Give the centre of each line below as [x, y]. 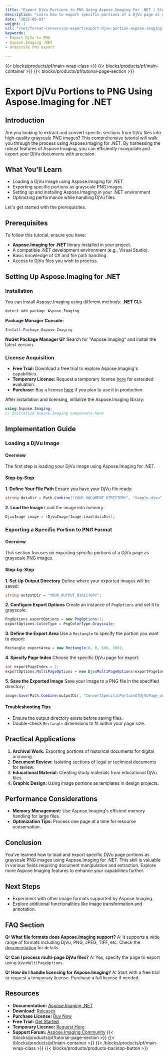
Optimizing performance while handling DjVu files [63, 197]
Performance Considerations [51, 799]
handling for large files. [36, 816]
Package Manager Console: [34, 320]
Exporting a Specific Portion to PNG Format [59, 530]
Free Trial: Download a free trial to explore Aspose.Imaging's [75, 368]
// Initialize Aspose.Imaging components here [54, 413]
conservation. [26, 827]
